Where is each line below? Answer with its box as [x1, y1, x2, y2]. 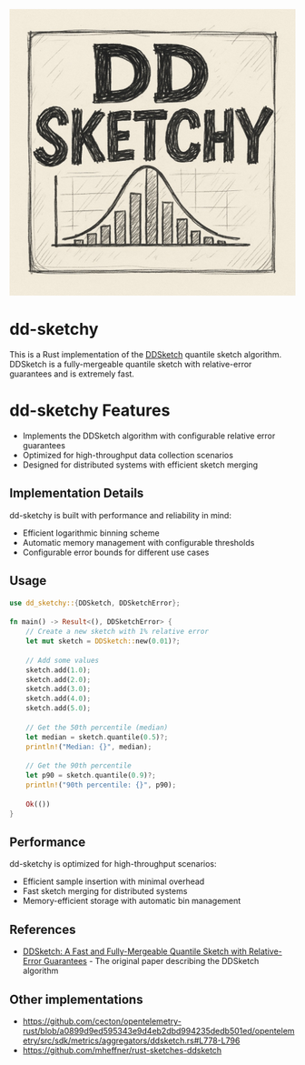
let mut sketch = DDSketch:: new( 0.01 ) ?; [25, 637, 181, 646]
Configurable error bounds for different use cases [22, 547, 210, 558]
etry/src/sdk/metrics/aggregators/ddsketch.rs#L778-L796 [22, 1035, 241, 1046]
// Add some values [25, 656, 100, 665]
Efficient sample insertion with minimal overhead [22, 876, 205, 887]
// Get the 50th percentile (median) [25, 723, 169, 732]
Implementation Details [9, 486, 144, 501]
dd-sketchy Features [9, 400, 171, 421]
